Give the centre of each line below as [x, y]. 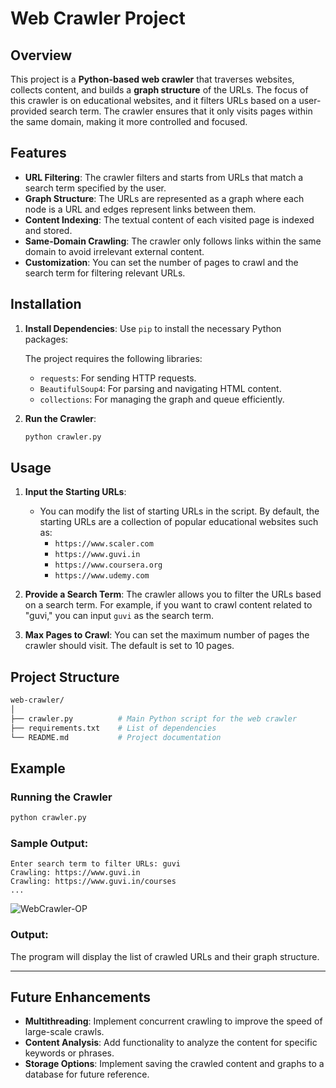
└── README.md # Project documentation [116, 737]
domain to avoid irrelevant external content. [114, 251]
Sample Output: [49, 843]
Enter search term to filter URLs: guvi [96, 864]
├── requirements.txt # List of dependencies [113, 728]
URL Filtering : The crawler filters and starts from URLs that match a [164, 177]
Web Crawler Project [98, 18]
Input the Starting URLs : [75, 492]
